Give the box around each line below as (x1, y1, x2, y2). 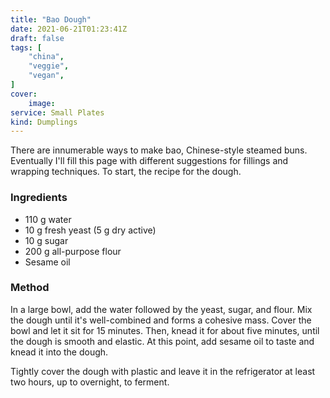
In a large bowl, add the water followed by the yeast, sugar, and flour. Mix (10, 303, 313, 315)
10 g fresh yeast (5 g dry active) (24, 224, 157, 236)
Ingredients (10, 191, 68, 205)
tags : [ (10, 42, 43, 53)
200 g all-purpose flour (24, 245, 122, 257)
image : (28, 98, 56, 108)
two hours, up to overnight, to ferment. (10, 376, 170, 388)
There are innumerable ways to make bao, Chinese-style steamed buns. (10, 144, 308, 156)
